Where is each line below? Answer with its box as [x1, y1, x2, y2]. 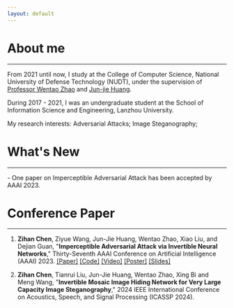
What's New [7, 144, 80, 159]
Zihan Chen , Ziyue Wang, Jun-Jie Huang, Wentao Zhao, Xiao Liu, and [17, 235, 218, 243]
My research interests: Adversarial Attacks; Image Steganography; [7, 119, 198, 128]
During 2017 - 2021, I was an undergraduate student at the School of [7, 98, 204, 107]
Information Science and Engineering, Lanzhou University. [7, 105, 174, 114]
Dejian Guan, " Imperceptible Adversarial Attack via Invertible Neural [17, 242, 218, 251]
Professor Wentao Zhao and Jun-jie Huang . [7, 85, 132, 93]
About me [7, 40, 65, 56]
